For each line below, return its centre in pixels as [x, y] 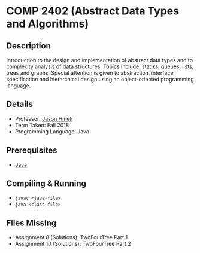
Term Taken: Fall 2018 [42, 125]
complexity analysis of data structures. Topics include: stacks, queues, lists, [100, 66]
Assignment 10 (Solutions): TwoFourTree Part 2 [73, 244]
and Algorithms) [47, 24]
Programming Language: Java [52, 131]
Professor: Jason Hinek [44, 118]
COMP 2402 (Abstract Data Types [93, 11]
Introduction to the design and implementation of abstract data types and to [100, 60]
